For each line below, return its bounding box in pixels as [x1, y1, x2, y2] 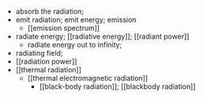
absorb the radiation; [15, 7, 85, 16]
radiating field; [15, 49, 63, 57]
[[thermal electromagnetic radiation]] [27, 74, 148, 82]
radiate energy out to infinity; [27, 40, 122, 49]
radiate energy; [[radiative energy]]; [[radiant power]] [15, 31, 190, 41]
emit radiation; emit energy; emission [15, 15, 137, 24]
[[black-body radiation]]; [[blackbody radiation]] [39, 82, 196, 91]
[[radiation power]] [15, 57, 77, 66]
